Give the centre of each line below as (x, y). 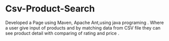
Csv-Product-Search (50, 9)
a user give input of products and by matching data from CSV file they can (83, 27)
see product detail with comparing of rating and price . (62, 33)
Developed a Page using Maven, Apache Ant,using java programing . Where (84, 22)
